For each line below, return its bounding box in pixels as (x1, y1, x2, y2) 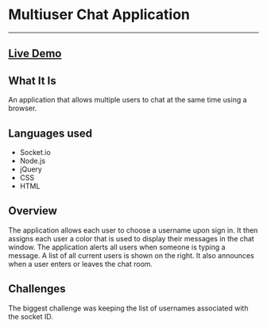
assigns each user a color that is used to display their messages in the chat (8, 233, 254, 243)
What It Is (8, 74, 57, 87)
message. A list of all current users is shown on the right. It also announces (8, 250, 254, 260)
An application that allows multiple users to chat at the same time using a (8, 95, 248, 105)
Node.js (19, 156, 46, 165)
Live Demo (8, 47, 62, 60)
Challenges (8, 282, 66, 295)
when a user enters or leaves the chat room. (8, 259, 153, 268)
